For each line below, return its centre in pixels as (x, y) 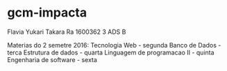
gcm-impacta (47, 13)
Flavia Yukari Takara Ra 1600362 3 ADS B (67, 32)
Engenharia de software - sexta (52, 59)
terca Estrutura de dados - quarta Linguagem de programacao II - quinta (111, 52)
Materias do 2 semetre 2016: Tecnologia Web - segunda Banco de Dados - (114, 45)
